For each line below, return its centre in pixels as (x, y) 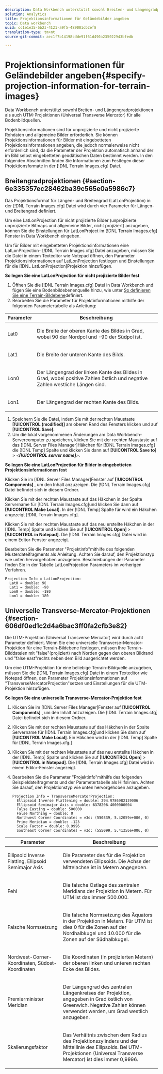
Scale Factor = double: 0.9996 (48, 826)
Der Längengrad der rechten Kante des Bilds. (88, 402)
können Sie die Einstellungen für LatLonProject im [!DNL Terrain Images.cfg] (81, 231)
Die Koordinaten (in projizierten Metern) (108, 957)
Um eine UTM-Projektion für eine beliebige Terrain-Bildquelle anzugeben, (79, 668)
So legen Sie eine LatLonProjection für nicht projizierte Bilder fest (72, 275)
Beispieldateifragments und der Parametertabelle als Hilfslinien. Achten (83, 782)
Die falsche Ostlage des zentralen (101, 885)
